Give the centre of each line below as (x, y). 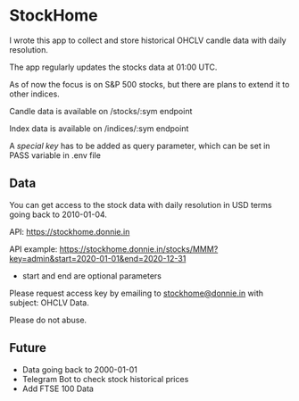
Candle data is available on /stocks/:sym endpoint (101, 111)
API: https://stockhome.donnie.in (70, 231)
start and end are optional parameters (92, 276)
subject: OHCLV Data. (49, 302)
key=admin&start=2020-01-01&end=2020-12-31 (98, 258)
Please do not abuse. (48, 320)
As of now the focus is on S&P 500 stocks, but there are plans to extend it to (149, 84)
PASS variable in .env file (55, 155)
